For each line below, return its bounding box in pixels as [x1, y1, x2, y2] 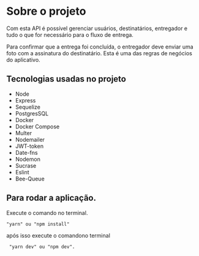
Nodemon [15, 155, 41, 163]
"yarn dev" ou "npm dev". [9, 244, 75, 250]
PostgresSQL [15, 109, 49, 117]
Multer [15, 129, 32, 136]
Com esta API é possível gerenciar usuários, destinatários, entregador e [6, 25, 188, 32]
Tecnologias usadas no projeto [6, 74, 127, 84]
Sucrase [15, 161, 37, 169]
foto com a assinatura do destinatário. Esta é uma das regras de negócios [6, 49, 193, 56]
